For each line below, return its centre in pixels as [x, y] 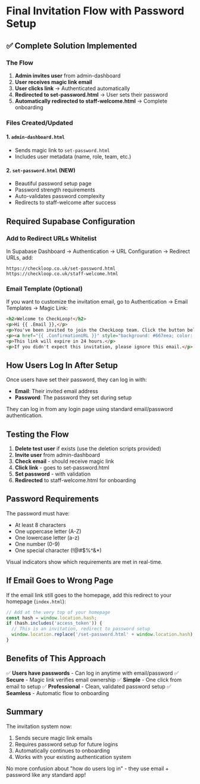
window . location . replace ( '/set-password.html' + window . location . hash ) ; [104, 635]
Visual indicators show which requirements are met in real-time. [84, 561]
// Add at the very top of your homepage [58, 612]
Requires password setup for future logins [66, 744]
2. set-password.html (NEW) [41, 170]
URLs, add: [20, 257]
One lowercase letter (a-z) [47, 538]
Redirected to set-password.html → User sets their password [91, 94]
